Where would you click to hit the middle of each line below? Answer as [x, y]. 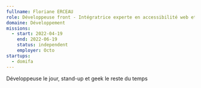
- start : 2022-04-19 [37, 34]
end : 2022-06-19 [37, 39]
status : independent [42, 45]
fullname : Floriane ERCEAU [40, 12]
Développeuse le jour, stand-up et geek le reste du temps [77, 78]
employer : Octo [36, 51]
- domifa [22, 61]
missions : [19, 28]
